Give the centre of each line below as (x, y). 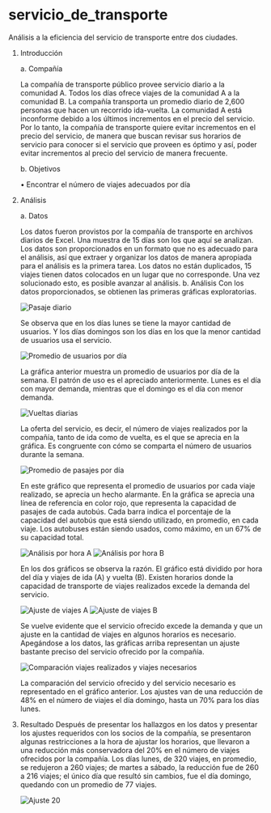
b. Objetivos (40, 168)
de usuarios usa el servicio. (66, 340)
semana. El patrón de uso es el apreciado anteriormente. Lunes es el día (140, 380)
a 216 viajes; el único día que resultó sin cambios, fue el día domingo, (136, 776)
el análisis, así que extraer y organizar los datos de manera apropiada (136, 257)
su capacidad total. (52, 537)
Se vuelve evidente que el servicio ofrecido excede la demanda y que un (141, 625)
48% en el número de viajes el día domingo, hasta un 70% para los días (140, 700)
